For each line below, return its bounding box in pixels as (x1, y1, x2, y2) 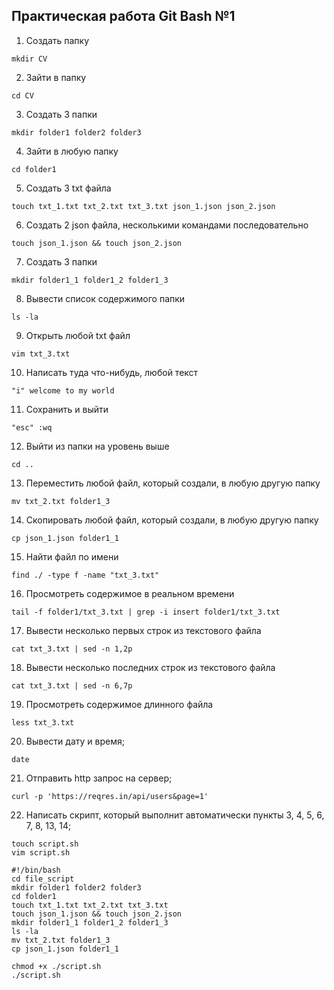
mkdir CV (11, 54, 48, 64)
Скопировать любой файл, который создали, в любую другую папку (25, 514, 319, 526)
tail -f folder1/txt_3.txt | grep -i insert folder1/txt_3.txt (11, 607, 281, 617)
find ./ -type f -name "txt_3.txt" (11, 570, 160, 580)
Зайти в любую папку (25, 145, 119, 157)
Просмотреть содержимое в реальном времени (25, 587, 235, 599)
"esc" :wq (11, 422, 53, 433)
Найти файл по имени (25, 550, 119, 563)
